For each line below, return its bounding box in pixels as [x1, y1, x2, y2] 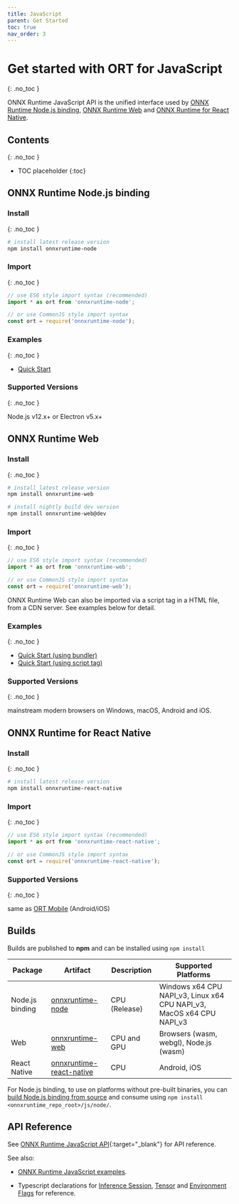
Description [111, 965, 152, 975]
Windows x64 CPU [159, 981, 223, 991]
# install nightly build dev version [7, 504, 119, 511]
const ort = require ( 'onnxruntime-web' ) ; [7, 582, 132, 590]
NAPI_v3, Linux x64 [159, 990, 225, 1000]
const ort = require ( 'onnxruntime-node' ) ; [7, 318, 135, 325]
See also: [7, 1154, 35, 1162]
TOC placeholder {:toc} [17, 166, 86, 175]
